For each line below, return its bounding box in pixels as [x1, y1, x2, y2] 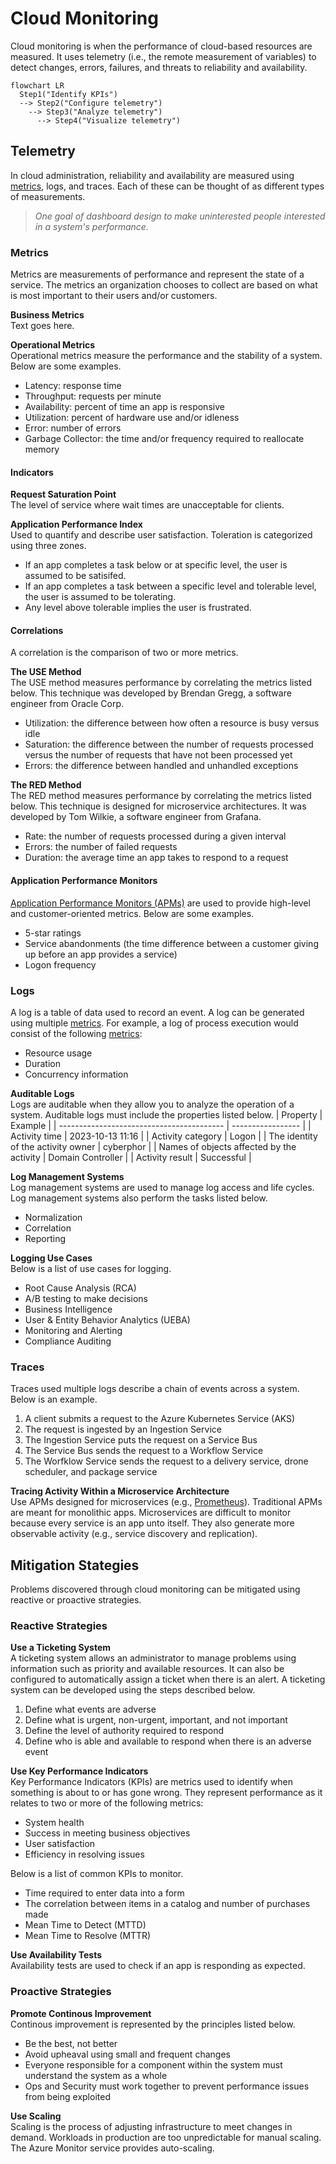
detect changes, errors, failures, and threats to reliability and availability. [10, 61, 308, 73]
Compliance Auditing [24, 1335, 112, 1347]
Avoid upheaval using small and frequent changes [24, 2048, 231, 2060]
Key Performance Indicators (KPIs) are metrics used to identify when [10, 1776, 294, 1788]
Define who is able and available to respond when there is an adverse [24, 1735, 312, 1747]
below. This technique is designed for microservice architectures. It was [10, 800, 307, 812]
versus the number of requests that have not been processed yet [24, 749, 293, 761]
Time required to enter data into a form [24, 1887, 185, 1899]
